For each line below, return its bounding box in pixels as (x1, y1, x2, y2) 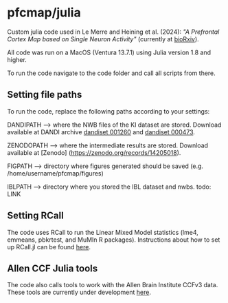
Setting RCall (7, 210, 64, 222)
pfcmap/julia (7, 5, 81, 21)
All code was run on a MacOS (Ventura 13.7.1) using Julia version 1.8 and (7, 48, 212, 56)
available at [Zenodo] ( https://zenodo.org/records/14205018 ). (7, 148, 181, 156)
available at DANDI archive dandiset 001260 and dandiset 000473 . (7, 127, 196, 136)
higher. (7, 55, 27, 63)
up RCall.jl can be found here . (7, 242, 91, 251)
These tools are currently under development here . (7, 288, 151, 297)
